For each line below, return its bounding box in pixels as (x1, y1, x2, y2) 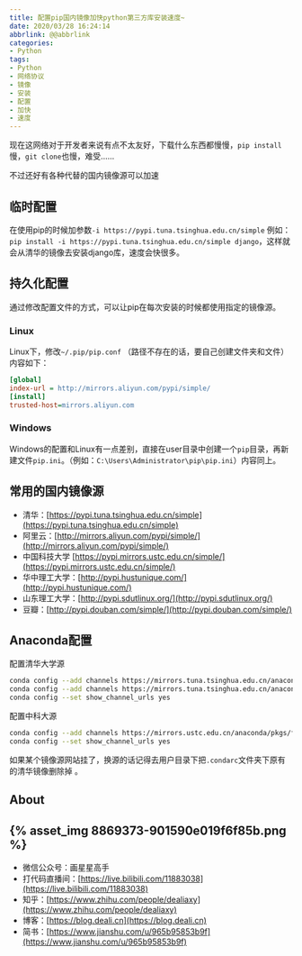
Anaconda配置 (9, 633, 93, 649)
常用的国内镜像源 (9, 484, 104, 499)
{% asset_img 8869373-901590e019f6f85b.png (9, 823, 287, 838)
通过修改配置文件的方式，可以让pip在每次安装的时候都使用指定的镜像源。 (9, 301, 281, 312)
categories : (9, 38, 54, 48)
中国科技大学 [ (22, 551, 75, 561)
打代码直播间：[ (22, 873, 81, 884)
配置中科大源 (9, 711, 57, 722)
